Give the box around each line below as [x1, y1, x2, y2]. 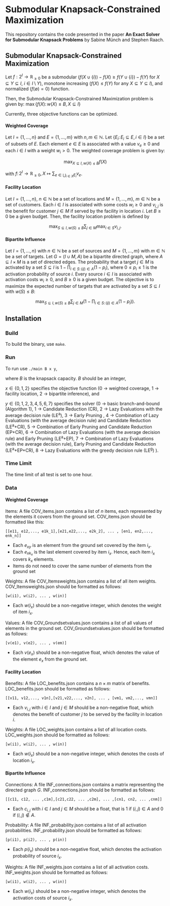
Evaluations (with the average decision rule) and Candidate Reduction [5, 418, 151, 424]
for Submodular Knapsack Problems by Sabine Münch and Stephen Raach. [5, 37, 164, 43]
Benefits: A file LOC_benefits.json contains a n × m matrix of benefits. [5, 680, 151, 686]
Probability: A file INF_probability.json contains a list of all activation [5, 822, 147, 828]
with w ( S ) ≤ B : [5, 288, 36, 294]
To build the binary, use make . [5, 341, 66, 347]
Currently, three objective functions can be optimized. [5, 111, 118, 117]
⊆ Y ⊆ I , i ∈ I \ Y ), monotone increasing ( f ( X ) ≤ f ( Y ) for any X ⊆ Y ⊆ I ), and [5, 80, 163, 87]
